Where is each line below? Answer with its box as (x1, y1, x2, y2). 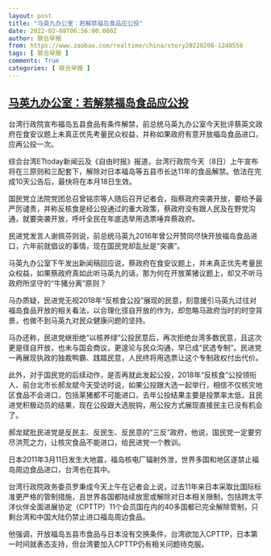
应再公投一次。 (8, 139, 58, 149)
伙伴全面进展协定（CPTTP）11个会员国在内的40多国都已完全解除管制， (15, 501, 252, 512)
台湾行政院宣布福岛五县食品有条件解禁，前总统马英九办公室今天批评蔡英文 (8, 118, 256, 129)
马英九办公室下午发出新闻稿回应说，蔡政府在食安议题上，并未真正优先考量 (8, 258, 256, 268)
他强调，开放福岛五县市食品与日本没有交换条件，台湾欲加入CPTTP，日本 (8, 529, 252, 538)
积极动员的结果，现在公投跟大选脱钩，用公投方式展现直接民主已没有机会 (22, 400, 263, 409)
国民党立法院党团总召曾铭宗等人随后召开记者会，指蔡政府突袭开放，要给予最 (8, 193, 263, 203)
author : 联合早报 (8, 34, 62, 43)
